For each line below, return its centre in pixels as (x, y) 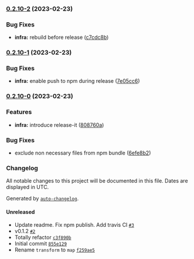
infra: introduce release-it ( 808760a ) (59, 125)
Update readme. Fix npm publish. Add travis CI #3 (74, 225)
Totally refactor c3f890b (43, 237)
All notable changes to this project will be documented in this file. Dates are (97, 181)
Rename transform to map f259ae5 (55, 250)
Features (19, 112)
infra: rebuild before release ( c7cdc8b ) (62, 38)
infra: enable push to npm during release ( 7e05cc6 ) (77, 81)
